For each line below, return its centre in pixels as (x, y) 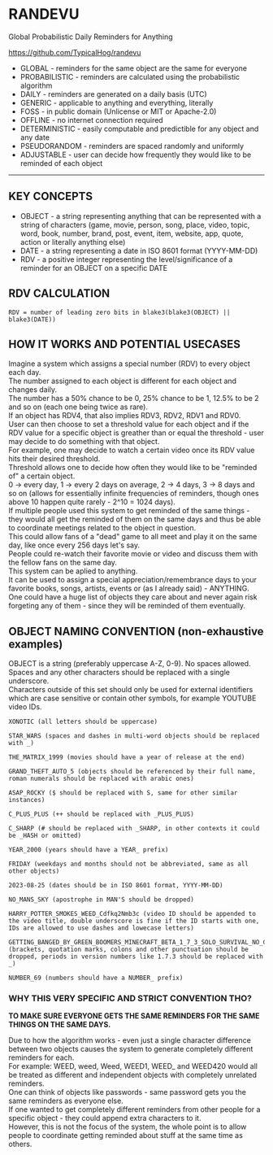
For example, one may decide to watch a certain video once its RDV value (132, 450)
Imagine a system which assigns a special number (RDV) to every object (129, 364)
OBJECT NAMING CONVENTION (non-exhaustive (136, 631)
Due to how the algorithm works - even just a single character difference (130, 1040)
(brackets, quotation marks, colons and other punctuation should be (129, 950)
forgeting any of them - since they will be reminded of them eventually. (127, 606)
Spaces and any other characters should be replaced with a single (119, 673)
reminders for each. (41, 1057)
